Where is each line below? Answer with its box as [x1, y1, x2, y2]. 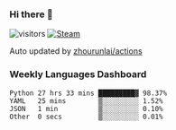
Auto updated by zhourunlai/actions [9, 46, 143, 56]
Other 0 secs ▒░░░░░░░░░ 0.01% [9, 112, 164, 121]
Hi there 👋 [9, 8, 54, 21]
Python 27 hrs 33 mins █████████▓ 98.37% [9, 89, 168, 98]
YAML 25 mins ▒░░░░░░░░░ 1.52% [9, 96, 164, 106]
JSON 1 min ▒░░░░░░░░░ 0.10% [9, 104, 164, 113]
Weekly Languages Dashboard [9, 68, 147, 81]
